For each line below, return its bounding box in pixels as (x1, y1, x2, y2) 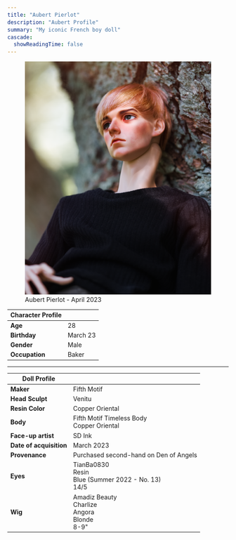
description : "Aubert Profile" (7, 18, 99, 26)
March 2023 (72, 441, 110, 449)
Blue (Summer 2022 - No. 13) (72, 475, 162, 484)
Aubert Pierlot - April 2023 (25, 295, 102, 303)
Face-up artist (10, 431, 55, 440)
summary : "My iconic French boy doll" (7, 26, 121, 33)
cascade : (7, 34, 33, 41)
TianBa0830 (72, 461, 110, 469)
